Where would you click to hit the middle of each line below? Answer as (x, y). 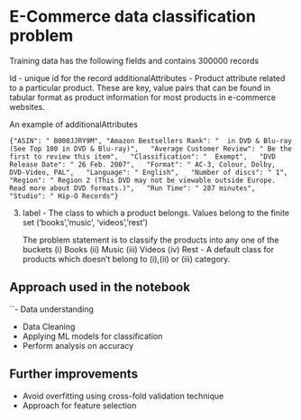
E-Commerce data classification (133, 17)
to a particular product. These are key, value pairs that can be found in (140, 87)
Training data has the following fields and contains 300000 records (134, 60)
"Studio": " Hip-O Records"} (64, 196)
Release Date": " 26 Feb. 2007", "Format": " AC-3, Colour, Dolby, (143, 164)
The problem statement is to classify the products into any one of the (150, 240)
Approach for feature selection (79, 405)
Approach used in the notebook (100, 287)
